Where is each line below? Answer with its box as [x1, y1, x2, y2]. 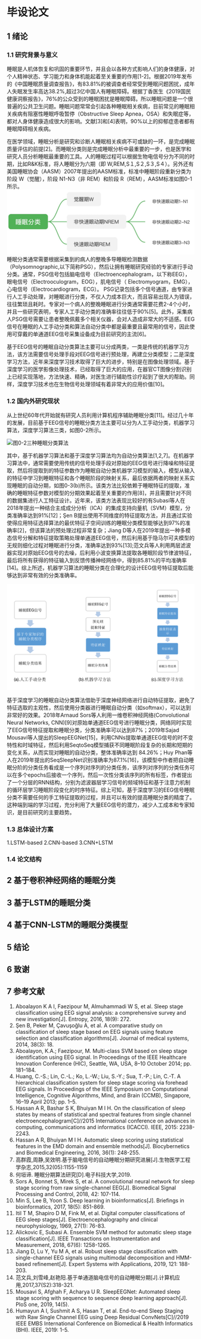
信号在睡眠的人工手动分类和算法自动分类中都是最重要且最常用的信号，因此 [7, 322, 190, 330]
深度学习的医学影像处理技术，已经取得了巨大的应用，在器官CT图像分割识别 [7, 366, 192, 373]
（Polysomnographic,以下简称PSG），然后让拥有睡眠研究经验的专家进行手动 [7, 263, 193, 270]
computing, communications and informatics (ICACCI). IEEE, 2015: [15, 1123, 178, 1131]
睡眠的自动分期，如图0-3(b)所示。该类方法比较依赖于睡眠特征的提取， [11, 482, 185, 489]
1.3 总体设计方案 [7, 825, 54, 833]
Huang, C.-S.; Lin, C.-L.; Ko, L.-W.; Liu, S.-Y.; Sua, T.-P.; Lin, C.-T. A [15, 1072, 181, 1080]
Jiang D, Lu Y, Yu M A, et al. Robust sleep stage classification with [15, 1247, 178, 1255]
